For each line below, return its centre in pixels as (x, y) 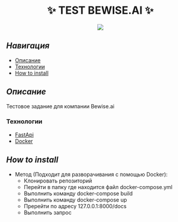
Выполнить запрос (47, 212)
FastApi (24, 135)
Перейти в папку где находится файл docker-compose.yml (98, 187)
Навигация (28, 46)
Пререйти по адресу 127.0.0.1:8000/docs (75, 206)
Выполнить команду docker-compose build (78, 193)
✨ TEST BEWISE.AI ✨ (100, 10)
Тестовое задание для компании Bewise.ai (60, 106)
